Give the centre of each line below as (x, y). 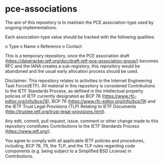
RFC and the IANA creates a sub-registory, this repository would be (72, 66)
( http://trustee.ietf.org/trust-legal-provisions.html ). (55, 111)
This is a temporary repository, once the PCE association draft (67, 56)
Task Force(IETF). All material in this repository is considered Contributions (80, 85)
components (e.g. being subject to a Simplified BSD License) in (68, 151)
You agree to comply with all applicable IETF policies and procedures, (75, 140)
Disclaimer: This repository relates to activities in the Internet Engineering (79, 81)
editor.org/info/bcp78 (26, 101)
